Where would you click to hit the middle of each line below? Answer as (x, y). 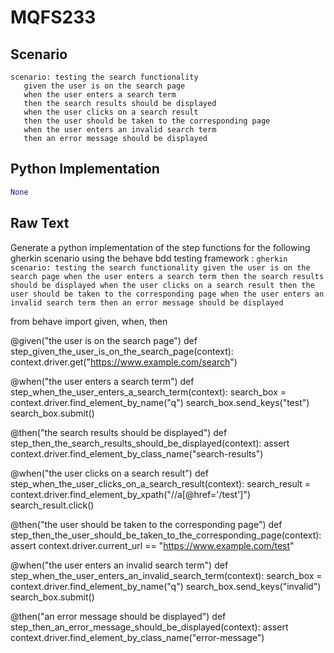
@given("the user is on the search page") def (104, 340)
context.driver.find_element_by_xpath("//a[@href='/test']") (131, 494)
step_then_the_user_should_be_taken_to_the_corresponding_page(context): (166, 535)
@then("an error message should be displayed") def (118, 616)
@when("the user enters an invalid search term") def (119, 565)
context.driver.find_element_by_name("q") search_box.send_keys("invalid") (166, 586)
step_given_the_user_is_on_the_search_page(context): (122, 351)
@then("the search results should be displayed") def (119, 432)
